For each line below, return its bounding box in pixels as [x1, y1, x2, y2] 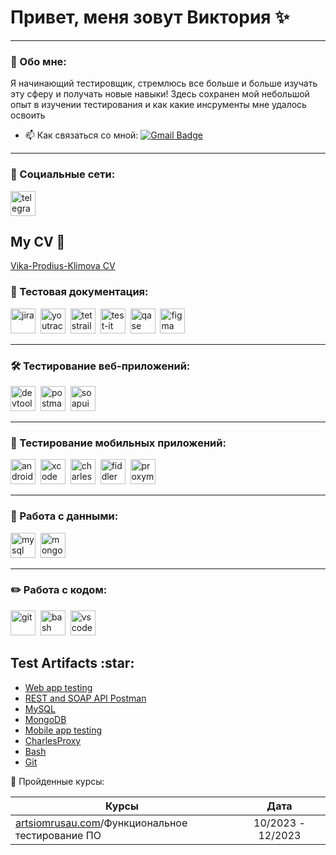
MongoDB [24, 713, 67, 725]
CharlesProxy [24, 734, 82, 746]
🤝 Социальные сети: [10, 167, 116, 181]
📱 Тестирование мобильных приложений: [10, 436, 227, 450]
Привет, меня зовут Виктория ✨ [10, 6, 290, 29]
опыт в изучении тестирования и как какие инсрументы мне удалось [10, 99, 307, 111]
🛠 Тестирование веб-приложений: [10, 359, 191, 373]
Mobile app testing [24, 724, 103, 736]
